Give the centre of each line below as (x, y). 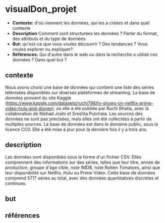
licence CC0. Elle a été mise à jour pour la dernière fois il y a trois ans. (76, 129)
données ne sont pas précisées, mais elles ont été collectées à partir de (79, 119)
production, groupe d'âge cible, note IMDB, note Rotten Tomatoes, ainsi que (82, 167)
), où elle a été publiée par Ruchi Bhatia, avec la (100, 108)
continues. (16, 183)
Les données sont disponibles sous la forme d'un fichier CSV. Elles (73, 157)
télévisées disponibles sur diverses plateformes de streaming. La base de (80, 92)
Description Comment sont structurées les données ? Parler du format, (85, 33)
